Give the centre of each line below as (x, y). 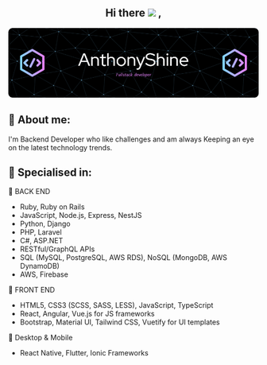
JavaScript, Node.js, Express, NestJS (81, 216)
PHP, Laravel (41, 232)
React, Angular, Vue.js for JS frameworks (87, 314)
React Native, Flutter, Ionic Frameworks (84, 353)
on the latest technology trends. (60, 147)
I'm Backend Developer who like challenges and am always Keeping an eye (131, 139)
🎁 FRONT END (32, 290)
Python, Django (45, 224)
